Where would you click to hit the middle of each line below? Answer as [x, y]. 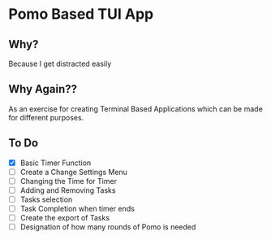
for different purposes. [46, 117]
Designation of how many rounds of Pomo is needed [108, 227]
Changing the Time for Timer [69, 181]
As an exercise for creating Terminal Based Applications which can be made [136, 109]
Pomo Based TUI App [81, 14]
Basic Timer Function [56, 163]
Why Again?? [43, 89]
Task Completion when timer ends [77, 208]
